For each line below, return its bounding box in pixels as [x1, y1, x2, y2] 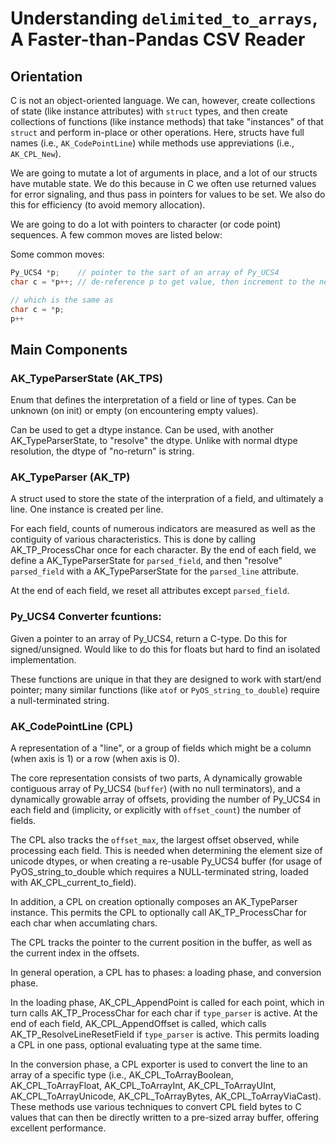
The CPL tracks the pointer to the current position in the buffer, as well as [10, 936, 313, 948]
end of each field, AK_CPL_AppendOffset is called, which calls [10, 1017, 267, 1029]
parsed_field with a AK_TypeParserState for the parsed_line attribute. [10, 565, 299, 577]
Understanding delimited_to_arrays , [10, 7, 318, 30]
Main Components [10, 341, 128, 358]
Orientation [10, 68, 83, 85]
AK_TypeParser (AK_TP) [10, 470, 131, 484]
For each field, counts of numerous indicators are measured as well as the [10, 523, 316, 535]
